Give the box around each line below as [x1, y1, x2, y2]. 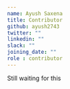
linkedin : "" [7, 36, 45, 43]
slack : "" [7, 42, 36, 49]
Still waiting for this [7, 74, 62, 82]
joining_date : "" [7, 49, 57, 56]
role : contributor [7, 55, 63, 62]
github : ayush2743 [7, 23, 60, 30]
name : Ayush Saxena [7, 10, 63, 17]
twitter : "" [7, 29, 41, 37]
